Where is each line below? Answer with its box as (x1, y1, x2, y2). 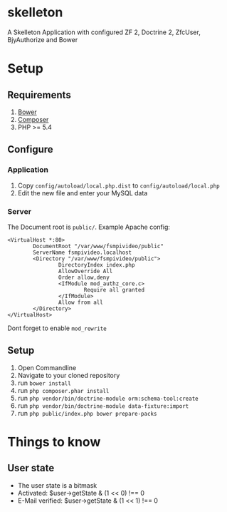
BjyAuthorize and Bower (7, 35, 78, 43)
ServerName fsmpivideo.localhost (33, 249, 132, 256)
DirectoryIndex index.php (58, 261, 135, 268)
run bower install (17, 379, 71, 387)
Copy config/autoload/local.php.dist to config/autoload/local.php (17, 181, 220, 190)
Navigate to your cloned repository (17, 371, 120, 379)
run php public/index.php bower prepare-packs (17, 409, 157, 417)
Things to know (7, 434, 101, 450)
